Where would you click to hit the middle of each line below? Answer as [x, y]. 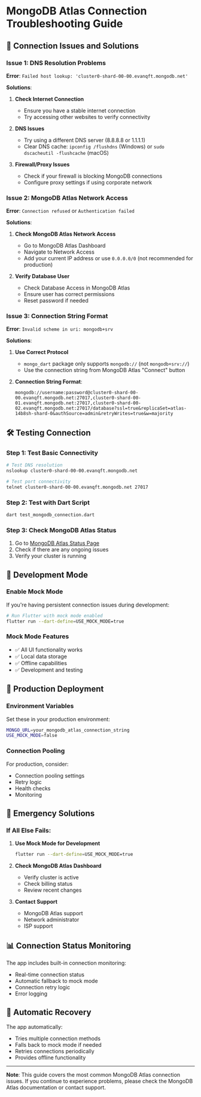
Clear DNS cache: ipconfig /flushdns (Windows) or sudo [94, 146]
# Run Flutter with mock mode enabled [54, 615]
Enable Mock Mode [35, 592]
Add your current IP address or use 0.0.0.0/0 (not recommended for [108, 258]
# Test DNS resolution [34, 465]
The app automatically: [34, 1026]
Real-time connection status [50, 974]
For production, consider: [37, 764]
